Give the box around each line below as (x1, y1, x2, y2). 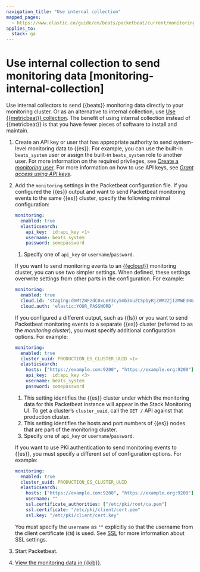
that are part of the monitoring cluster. (23, 426, 117, 433)
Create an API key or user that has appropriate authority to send (14, 138, 172, 146)
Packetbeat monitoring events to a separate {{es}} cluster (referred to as (14, 320, 193, 327)
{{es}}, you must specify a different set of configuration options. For (14, 450, 182, 457)
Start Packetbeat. (14, 547, 58, 555)
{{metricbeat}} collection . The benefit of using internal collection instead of (6, 115, 190, 122)
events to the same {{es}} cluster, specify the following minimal (14, 194, 171, 202)
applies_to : (6, 25, 36, 32)
